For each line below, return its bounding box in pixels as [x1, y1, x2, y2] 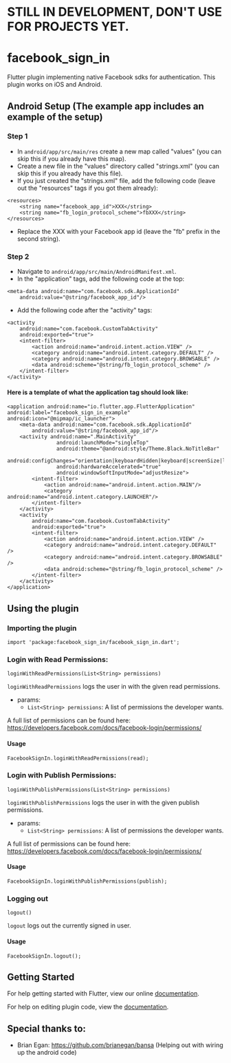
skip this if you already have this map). [16, 154, 126, 162]
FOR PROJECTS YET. [7, 19, 129, 34]
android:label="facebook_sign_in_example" [7, 409, 131, 416]
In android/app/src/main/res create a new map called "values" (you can [16, 147, 222, 155]
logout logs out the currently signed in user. [7, 921, 131, 930]
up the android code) [16, 1049, 77, 1057]
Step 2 [7, 252, 30, 261]
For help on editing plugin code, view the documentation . [7, 1002, 169, 1011]
